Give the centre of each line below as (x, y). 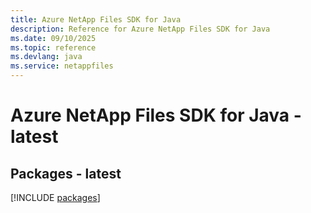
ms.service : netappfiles (62, 66)
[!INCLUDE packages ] (55, 197)
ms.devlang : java (46, 57)
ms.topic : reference (53, 47)
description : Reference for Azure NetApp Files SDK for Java (140, 29)
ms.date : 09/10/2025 (53, 38)
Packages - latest (66, 173)
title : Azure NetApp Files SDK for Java (96, 19)
